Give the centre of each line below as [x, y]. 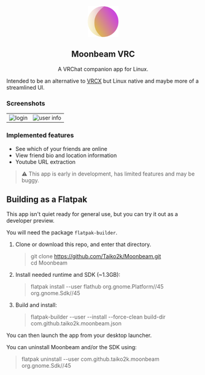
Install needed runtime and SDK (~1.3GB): [68, 275]
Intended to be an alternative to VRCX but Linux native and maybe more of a [103, 81]
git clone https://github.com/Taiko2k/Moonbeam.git [96, 257]
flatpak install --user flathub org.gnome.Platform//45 [97, 287]
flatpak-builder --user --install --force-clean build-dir [98, 317]
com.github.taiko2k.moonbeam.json [76, 323]
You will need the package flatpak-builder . [62, 233]
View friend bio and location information [66, 155]
